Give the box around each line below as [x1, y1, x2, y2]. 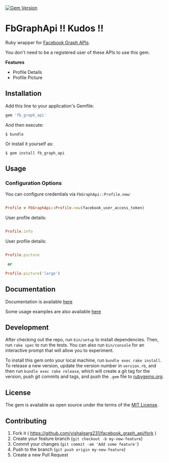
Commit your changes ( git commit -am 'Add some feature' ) [12, 441, 139, 447]
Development [5, 323, 49, 332]
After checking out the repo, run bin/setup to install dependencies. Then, [5, 337, 159, 343]
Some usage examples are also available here [5, 308, 101, 314]
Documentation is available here [5, 298, 73, 305]
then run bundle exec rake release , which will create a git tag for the [5, 368, 150, 374]
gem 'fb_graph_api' [5, 113, 47, 118]
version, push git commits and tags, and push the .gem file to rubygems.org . [5, 373, 164, 379]
